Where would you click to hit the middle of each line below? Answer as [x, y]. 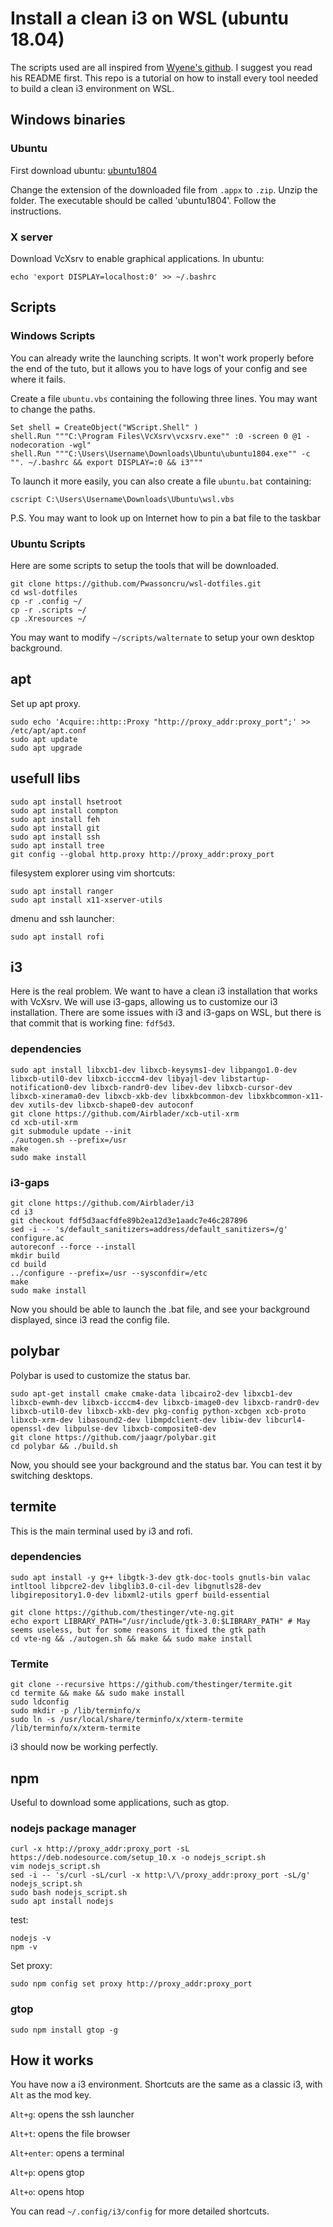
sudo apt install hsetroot [66, 802]
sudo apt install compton [64, 810]
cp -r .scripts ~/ [48, 610]
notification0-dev [48, 1087]
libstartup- [245, 1078]
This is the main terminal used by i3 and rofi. [101, 1531]
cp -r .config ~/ [46, 601]
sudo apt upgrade [46, 748]
